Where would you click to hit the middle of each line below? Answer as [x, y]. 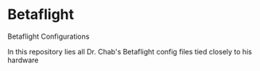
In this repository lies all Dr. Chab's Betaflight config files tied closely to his [130, 51]
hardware [23, 60]
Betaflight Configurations [49, 36]
